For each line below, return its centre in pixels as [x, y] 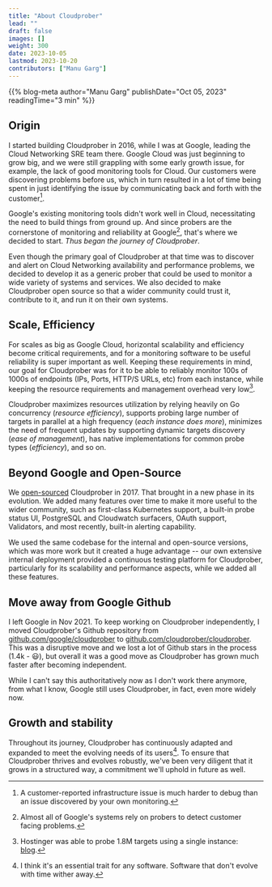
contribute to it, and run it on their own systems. [88, 299]
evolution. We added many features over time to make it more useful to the [133, 501]
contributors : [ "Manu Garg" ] [57, 69]
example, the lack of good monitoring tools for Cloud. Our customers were [132, 171]
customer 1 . [26, 197]
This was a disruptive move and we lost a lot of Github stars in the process [133, 647]
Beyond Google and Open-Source [95, 473]
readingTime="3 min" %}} [52, 100]
